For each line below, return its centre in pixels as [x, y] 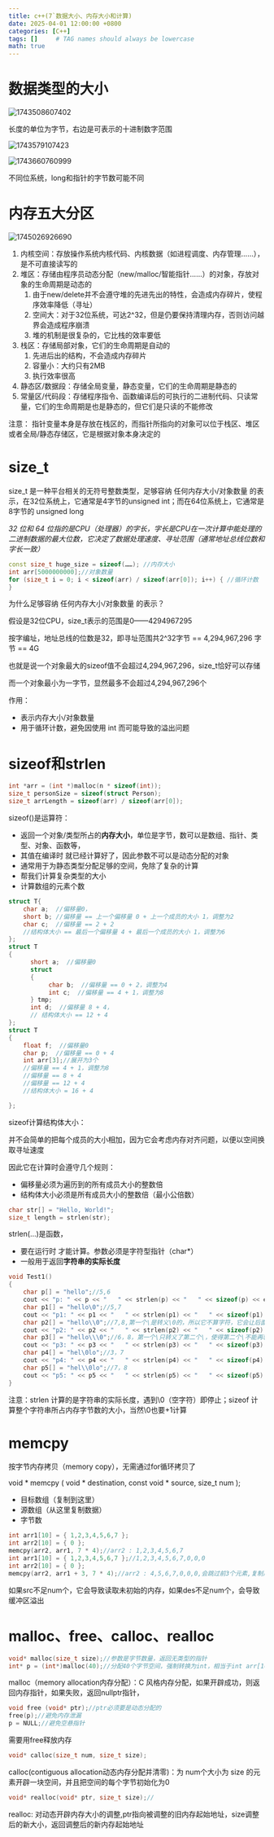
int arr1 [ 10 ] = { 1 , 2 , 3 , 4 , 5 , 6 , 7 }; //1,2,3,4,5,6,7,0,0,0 [107, 1558]
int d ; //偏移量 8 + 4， [72, 1008]
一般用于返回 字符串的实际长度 [70, 1261]
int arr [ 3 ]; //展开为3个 [61, 1061]
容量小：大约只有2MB [69, 366]
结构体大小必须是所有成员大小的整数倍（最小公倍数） [109, 1194]
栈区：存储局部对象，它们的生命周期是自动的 [95, 345]
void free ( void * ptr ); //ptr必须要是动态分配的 [85, 1708]
